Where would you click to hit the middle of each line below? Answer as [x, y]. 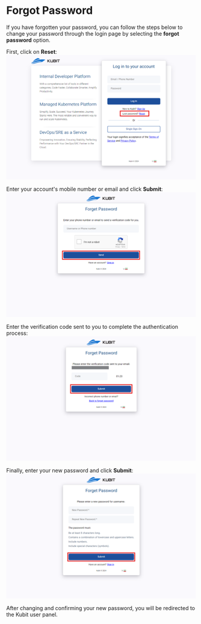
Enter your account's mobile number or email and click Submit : [85, 189]
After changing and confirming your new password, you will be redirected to [101, 608]
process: [17, 333]
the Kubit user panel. [32, 614]
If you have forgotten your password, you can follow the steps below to [94, 27]
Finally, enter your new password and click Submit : [70, 471]
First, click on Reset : [32, 51]
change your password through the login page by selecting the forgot [93, 33]
